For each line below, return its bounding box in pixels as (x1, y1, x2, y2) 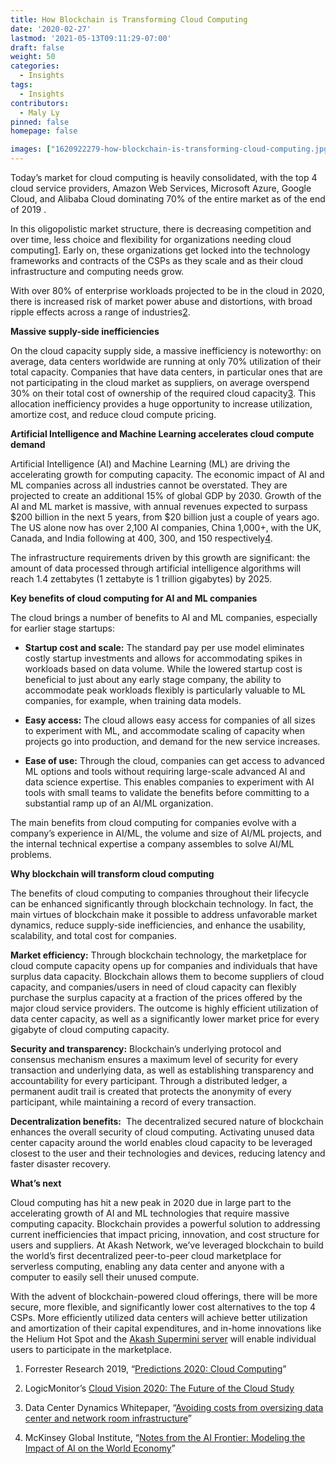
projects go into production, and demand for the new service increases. (24, 736, 321, 747)
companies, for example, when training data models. (24, 695, 242, 706)
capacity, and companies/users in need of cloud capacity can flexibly (10, 981, 297, 993)
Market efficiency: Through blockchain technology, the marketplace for (10, 949, 308, 961)
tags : (10, 80, 33, 90)
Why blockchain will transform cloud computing (10, 868, 215, 880)
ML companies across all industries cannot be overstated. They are (10, 479, 288, 491)
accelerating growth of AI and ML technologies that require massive (10, 1207, 290, 1219)
